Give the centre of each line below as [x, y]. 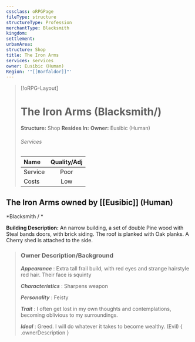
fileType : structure [31, 17]
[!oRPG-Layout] [39, 88]
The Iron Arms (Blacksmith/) [91, 112]
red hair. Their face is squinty [56, 275]
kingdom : [17, 33]
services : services [30, 60]
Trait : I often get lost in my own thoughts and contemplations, [96, 309]
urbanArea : [19, 45]
